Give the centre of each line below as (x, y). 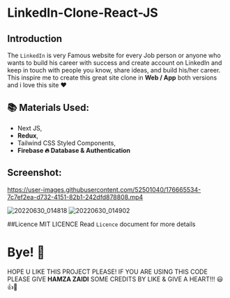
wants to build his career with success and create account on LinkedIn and (115, 63)
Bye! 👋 (26, 252)
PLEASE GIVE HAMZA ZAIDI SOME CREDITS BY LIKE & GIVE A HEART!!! (111, 279)
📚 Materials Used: (48, 108)
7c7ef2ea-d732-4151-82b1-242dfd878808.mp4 (75, 197)
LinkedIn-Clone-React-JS (83, 13)
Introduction (35, 39)
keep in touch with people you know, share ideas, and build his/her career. (114, 70)
